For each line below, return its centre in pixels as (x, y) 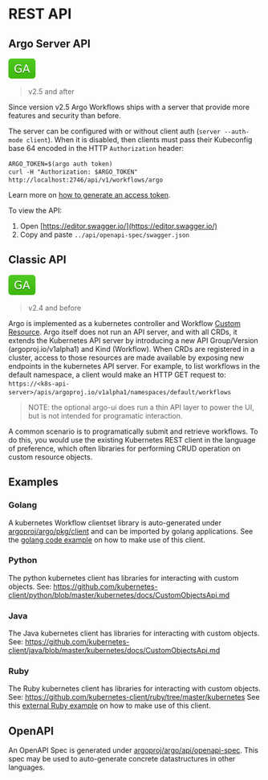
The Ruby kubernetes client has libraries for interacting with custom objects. (134, 688)
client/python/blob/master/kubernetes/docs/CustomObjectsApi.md (119, 594)
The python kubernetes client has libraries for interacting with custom (124, 578)
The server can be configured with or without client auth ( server (114, 131)
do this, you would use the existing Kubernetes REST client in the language (132, 439)
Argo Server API (49, 44)
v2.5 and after (51, 92)
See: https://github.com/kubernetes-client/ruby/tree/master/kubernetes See (134, 697)
